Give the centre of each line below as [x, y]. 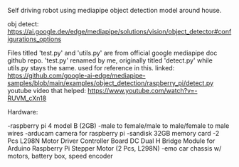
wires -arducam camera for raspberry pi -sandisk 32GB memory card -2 [113, 133]
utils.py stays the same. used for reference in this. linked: [91, 68]
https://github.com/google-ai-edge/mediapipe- [76, 75]
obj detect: [23, 24]
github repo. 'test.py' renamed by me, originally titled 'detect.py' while [110, 60]
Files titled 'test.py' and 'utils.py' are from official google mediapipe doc [112, 53]
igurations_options [34, 39]
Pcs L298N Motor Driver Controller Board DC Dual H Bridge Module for [111, 141]
